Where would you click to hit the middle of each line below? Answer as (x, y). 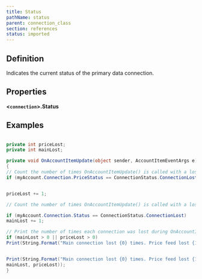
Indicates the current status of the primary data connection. (80, 73)
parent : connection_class (38, 23)
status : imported (28, 34)
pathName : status (28, 17)
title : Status (24, 12)
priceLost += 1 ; (26, 194)
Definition (25, 59)
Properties (26, 92)
